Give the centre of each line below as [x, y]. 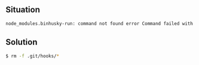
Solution [22, 42]
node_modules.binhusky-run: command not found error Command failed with [99, 23]
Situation [23, 10]
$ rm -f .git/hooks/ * [33, 56]
